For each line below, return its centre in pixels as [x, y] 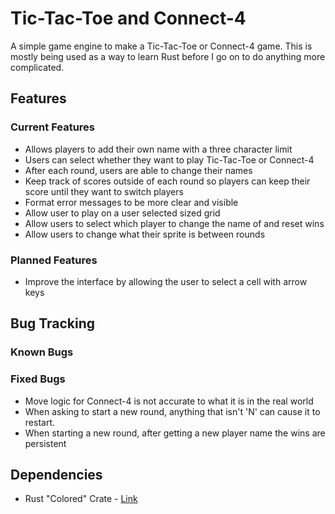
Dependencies [56, 474]
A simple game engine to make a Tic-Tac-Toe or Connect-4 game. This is [161, 46]
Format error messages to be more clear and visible [131, 202]
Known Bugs [42, 352]
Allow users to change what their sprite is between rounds [145, 234]
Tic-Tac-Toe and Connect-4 [128, 18]
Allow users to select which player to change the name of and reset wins [174, 223]
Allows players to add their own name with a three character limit [158, 149]
